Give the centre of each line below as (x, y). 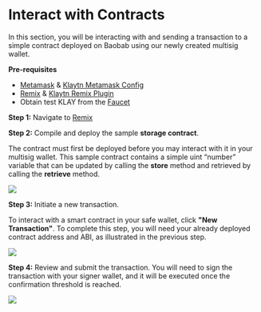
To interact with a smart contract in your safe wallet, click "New (113, 220)
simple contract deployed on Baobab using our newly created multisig (123, 45)
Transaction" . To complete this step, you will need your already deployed (129, 228)
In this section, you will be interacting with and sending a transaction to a (128, 37)
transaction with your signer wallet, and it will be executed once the (119, 276)
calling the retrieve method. (54, 174)
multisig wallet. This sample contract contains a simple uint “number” (122, 157)
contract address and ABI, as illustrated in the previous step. (107, 237)
